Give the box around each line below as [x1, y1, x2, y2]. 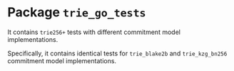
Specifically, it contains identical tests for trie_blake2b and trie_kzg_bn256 [7, 49, 228, 58]
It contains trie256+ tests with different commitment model [7, 28, 180, 36]
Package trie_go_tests [7, 4, 146, 21]
